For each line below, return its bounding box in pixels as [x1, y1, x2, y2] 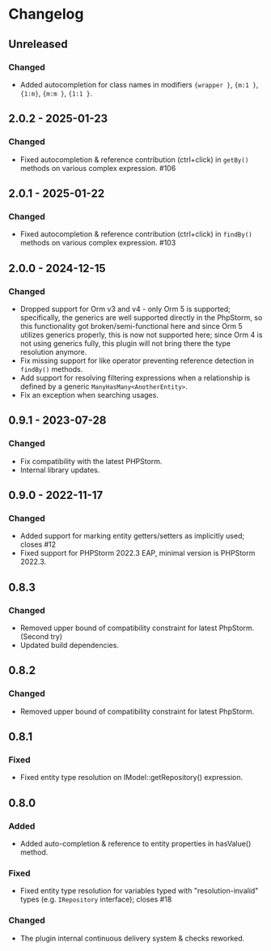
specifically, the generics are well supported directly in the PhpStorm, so [19, 313, 263, 322]
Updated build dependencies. [19, 641, 120, 650]
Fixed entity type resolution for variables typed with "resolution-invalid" [19, 886, 259, 896]
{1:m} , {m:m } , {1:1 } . [19, 88, 93, 98]
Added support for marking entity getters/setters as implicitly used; [19, 531, 245, 541]
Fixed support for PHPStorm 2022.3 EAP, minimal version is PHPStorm [19, 548, 256, 558]
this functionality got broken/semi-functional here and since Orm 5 [19, 321, 243, 331]
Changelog [8, 5, 84, 23]
